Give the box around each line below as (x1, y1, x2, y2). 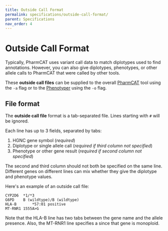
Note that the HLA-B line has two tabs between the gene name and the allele (5, 215, 163, 220)
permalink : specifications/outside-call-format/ (5, 12, 108, 17)
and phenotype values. (5, 173, 52, 179)
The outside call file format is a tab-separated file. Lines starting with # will (5, 113, 160, 118)
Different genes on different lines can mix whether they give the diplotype (5, 168, 157, 174)
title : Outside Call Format (5, 7, 64, 12)
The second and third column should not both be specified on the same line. (5, 163, 162, 169)
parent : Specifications (5, 16, 55, 21)
